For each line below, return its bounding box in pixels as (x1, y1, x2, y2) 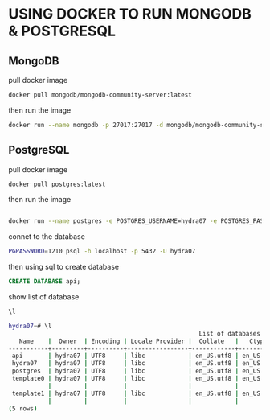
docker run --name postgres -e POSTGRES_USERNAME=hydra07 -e (8, 217, 218, 225)
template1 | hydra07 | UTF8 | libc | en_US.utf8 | (11, 389, 239, 397)
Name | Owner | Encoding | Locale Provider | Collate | (18, 337, 239, 345)
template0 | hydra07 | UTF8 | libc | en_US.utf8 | (11, 375, 239, 383)
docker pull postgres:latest (8, 180, 106, 188)
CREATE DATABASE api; (8, 278, 81, 286)
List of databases (198, 329, 261, 338)
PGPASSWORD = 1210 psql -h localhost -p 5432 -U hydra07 (8, 247, 196, 256)
